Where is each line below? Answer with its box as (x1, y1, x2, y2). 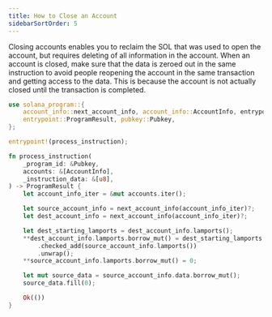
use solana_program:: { (8, 101, 85, 109)
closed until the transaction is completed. (8, 84, 147, 94)
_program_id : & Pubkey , (23, 160, 100, 168)
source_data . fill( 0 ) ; (23, 279, 96, 288)
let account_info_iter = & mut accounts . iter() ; (23, 190, 186, 199)
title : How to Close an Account (8, 11, 117, 20)
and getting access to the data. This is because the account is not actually (8, 76, 257, 86)
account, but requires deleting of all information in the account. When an (8, 50, 251, 60)
